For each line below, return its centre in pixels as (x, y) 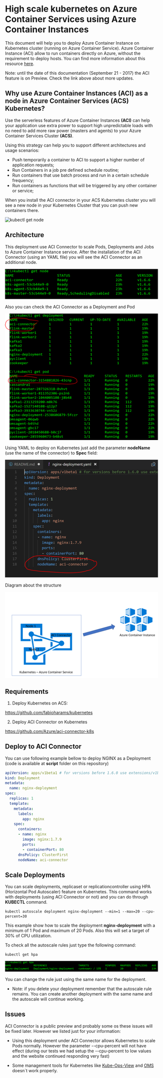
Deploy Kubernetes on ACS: (40, 703)
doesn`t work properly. (35, 1070)
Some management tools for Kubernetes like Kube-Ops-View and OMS (83, 1065)
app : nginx (33, 819)
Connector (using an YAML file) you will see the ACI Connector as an (74, 257)
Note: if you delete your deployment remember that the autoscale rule (82, 989)
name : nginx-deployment (33, 788)
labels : (26, 814)
